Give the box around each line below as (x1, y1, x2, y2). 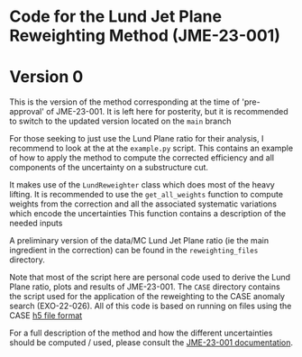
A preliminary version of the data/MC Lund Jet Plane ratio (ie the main (9, 235, 269, 246)
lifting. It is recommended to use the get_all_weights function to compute (9, 189, 284, 200)
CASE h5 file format (9, 310, 83, 321)
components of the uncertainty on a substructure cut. (9, 162, 209, 173)
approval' (9, 106, 45, 117)
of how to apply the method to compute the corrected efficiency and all (9, 152, 275, 163)
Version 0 (9, 67, 84, 87)
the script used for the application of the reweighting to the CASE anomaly (9, 291, 286, 302)
